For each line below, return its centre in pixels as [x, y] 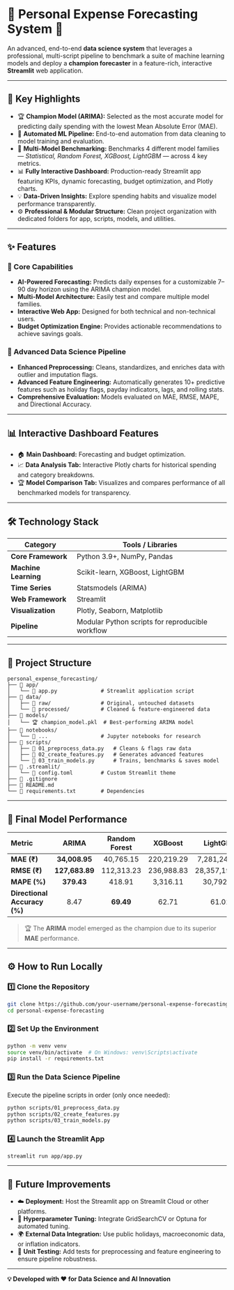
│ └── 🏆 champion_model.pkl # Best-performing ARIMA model [101, 723]
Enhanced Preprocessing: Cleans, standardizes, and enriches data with [121, 367]
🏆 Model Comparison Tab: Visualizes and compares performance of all [121, 482]
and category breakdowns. [56, 475]
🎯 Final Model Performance [67, 819]
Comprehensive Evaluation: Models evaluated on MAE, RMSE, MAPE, [118, 397]
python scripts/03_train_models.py [59, 1121]
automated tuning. [44, 1227]
